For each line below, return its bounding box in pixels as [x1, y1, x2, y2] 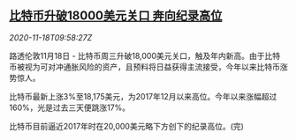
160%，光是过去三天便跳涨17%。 [9, 102, 131, 113]
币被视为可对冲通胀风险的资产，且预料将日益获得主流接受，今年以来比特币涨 [9, 61, 288, 72]
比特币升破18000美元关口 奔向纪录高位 [9, 8, 223, 24]
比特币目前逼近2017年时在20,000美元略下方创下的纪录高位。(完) [9, 121, 245, 131]
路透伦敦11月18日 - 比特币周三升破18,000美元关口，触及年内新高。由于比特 [9, 50, 281, 61]
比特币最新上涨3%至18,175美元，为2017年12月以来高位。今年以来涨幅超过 [9, 91, 278, 101]
